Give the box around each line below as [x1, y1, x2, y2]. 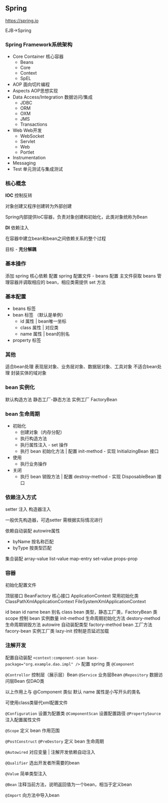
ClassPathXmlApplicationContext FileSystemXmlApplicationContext [5, 599, 146, 605]
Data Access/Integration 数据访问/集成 [12, 94, 93, 100]
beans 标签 [12, 305, 36, 311]
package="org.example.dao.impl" [5, 661, 73, 667]
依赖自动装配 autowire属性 [5, 528, 60, 534]
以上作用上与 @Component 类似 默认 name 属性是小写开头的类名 [5, 688, 141, 694]
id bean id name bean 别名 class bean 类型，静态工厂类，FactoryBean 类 [5, 609, 158, 615]
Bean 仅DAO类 [14, 678, 45, 684]
